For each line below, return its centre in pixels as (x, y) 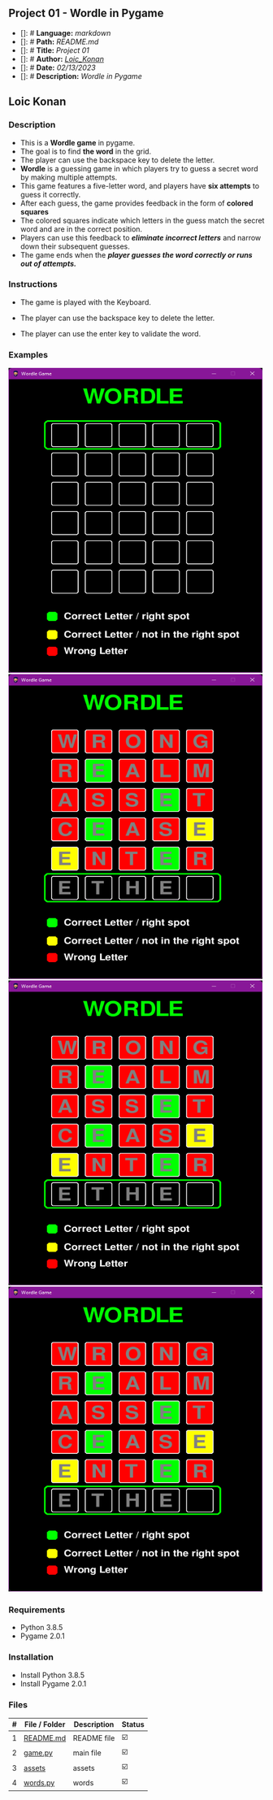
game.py (38, 1753)
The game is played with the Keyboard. (86, 302)
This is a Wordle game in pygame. (78, 142)
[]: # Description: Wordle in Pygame (81, 76)
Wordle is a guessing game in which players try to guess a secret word (139, 168)
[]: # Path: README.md (59, 41)
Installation (31, 1657)
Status (133, 1724)
